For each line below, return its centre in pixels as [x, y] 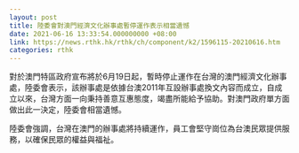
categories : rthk [41, 50]
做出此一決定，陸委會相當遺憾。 [68, 110]
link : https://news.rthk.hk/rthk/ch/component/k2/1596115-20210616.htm [145, 42]
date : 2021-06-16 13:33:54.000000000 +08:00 [93, 34]
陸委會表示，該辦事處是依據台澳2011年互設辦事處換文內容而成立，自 [149, 88]
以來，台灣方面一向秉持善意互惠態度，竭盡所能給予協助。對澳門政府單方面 [153, 99]
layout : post [33, 17]
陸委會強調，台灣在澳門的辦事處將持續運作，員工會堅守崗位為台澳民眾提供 [145, 128]
